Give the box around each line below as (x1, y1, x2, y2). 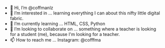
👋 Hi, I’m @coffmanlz (9, 5, 53, 10)
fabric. (9, 15, 24, 21)
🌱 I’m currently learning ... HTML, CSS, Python (9, 20, 105, 26)
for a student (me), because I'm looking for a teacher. (9, 31, 120, 37)
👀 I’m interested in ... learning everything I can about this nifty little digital (9, 10, 160, 16)
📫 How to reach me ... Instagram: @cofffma (9, 37, 101, 42)
